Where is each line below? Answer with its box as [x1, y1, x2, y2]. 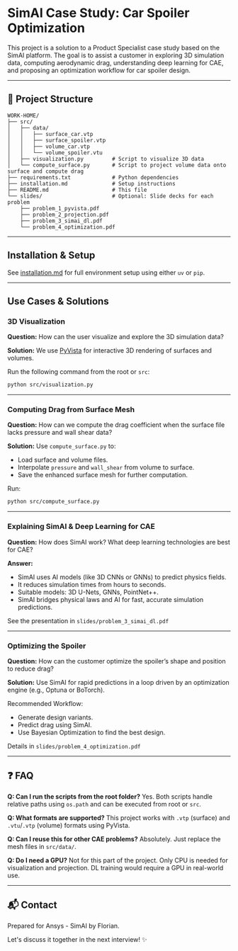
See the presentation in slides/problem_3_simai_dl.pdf [7, 616, 169, 625]
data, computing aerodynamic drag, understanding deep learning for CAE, [7, 58, 224, 67]
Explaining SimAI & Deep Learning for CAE [7, 522, 156, 532]
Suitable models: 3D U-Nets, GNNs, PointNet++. [17, 588, 159, 596]
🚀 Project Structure [7, 93, 93, 106]
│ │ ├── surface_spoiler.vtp [7, 137, 106, 144]
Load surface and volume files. [17, 455, 108, 465]
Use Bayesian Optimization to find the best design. [17, 728, 166, 736]
